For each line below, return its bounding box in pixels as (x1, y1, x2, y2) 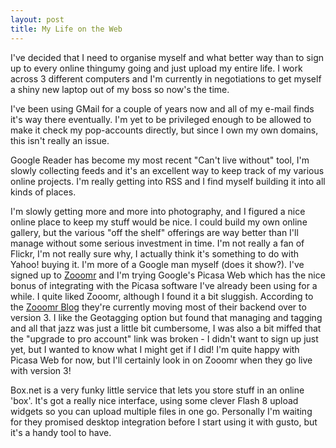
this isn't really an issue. (10, 134, 110, 146)
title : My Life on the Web (10, 24, 123, 34)
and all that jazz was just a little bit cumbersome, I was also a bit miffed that (10, 322, 322, 334)
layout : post (10, 14, 65, 25)
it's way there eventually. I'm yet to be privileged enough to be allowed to (10, 113, 312, 125)
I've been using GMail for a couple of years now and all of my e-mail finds (10, 102, 315, 115)
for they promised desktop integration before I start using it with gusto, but (10, 416, 318, 428)
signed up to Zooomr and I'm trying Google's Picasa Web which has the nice (10, 269, 326, 281)
